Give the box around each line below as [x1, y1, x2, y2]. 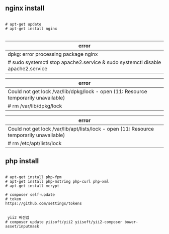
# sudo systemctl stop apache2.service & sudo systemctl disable [8, 59, 161, 66]
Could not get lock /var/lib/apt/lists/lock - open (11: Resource [8, 125, 154, 132]
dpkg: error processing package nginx [8, 50, 98, 57]
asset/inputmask [5, 223, 39, 229]
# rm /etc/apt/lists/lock [8, 140, 62, 147]
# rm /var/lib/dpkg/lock [8, 102, 62, 109]
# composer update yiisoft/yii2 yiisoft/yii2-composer [5, 219, 123, 224]
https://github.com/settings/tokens [5, 201, 82, 206]
